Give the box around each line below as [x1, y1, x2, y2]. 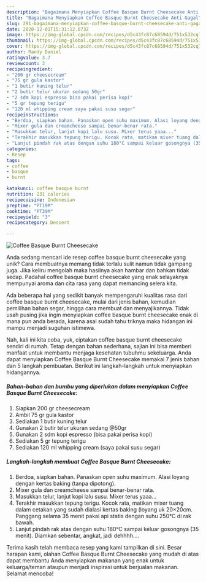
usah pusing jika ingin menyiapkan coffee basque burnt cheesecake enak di [6, 311, 198, 319]
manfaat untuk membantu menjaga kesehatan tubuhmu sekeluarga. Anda [6, 349, 192, 356]
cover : [6, 44, 23, 50]
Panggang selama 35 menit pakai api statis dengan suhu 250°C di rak [15, 513, 192, 520]
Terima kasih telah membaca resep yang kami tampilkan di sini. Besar [6, 544, 182, 551]
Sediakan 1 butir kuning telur [15, 418, 88, 425]
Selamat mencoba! [6, 570, 54, 577]
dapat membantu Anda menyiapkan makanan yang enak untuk [6, 557, 164, 564]
